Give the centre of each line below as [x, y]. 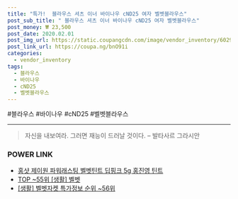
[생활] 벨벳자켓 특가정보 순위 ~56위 [66, 188]
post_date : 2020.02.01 [41, 34]
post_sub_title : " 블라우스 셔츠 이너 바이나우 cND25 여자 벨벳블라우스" [103, 21]
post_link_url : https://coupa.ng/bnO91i [68, 47]
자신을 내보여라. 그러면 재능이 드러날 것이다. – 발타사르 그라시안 [112, 136]
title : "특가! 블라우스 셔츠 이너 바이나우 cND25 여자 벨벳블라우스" [97, 14]
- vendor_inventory [42, 60]
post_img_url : [28, 40]
